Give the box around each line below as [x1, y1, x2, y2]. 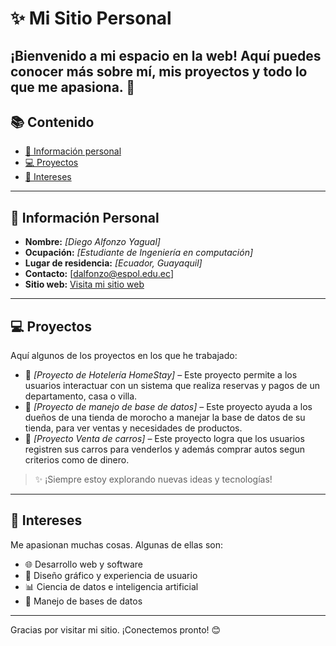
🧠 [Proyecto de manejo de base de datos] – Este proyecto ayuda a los [24, 401, 313, 413]
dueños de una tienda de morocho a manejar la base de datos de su [24, 412, 306, 424]
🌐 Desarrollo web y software [24, 558, 143, 570]
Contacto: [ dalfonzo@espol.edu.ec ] [24, 268, 174, 280]
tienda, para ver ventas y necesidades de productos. [24, 422, 243, 434]
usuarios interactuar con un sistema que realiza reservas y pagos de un [24, 380, 320, 392]
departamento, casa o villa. [24, 390, 138, 402]
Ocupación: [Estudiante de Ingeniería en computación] [24, 247, 254, 259]
